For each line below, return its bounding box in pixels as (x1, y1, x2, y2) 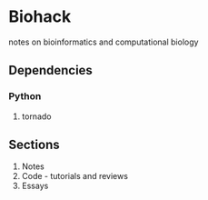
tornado (21, 111, 52, 122)
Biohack (8, 6, 72, 27)
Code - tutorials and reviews (21, 171, 129, 182)
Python (8, 90, 42, 103)
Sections (8, 137, 60, 153)
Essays (21, 180, 49, 192)
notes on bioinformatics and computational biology (8, 36, 199, 47)
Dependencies (8, 63, 93, 78)
